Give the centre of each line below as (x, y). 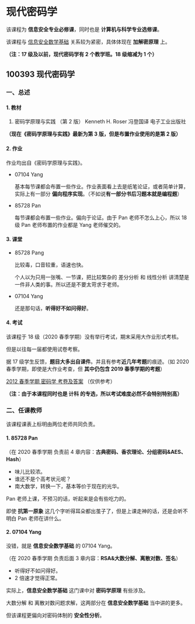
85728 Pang (29, 253)
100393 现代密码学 (41, 75)
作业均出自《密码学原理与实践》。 (46, 163)
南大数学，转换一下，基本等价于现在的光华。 (68, 486)
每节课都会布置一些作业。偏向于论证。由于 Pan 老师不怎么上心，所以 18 (101, 218)
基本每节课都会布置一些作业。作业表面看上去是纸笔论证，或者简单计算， (101, 186)
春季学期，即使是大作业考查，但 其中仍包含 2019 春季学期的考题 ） (86, 369)
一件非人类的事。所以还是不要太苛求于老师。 (68, 284)
